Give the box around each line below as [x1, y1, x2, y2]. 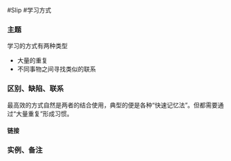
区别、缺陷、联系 [7, 84, 64, 94]
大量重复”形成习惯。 [16, 109, 74, 118]
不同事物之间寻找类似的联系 [17, 65, 97, 74]
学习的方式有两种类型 [7, 42, 68, 50]
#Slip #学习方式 [7, 6, 52, 14]
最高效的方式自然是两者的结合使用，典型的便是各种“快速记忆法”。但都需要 [7, 100, 219, 109]
